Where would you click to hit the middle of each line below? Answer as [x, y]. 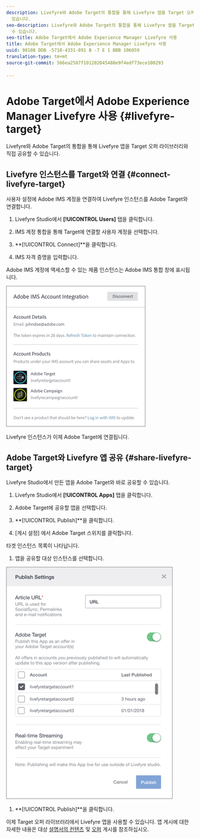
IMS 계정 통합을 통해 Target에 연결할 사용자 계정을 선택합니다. [87, 232]
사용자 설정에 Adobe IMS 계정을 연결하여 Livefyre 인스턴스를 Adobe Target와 [97, 199]
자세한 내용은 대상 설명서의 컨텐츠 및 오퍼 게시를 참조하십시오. [78, 829]
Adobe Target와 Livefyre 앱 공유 [65, 458]
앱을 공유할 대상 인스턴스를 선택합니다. [59, 558]
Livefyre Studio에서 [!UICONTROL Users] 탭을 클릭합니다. [84, 219]
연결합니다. [19, 207]
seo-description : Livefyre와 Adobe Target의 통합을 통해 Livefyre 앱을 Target [101, 25]
